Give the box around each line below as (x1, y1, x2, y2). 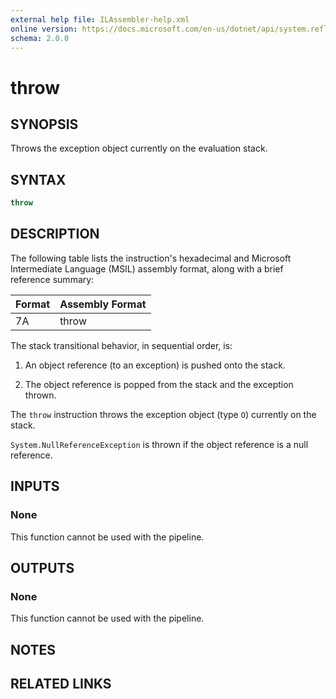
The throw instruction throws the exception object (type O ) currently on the (10, 408, 317, 420)
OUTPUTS (10, 559, 75, 576)
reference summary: (10, 273, 95, 285)
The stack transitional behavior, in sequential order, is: (10, 339, 233, 351)
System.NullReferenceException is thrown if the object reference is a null (10, 438, 309, 450)
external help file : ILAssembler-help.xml (10, 14, 190, 25)
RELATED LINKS (10, 676, 112, 693)
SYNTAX (10, 171, 67, 188)
